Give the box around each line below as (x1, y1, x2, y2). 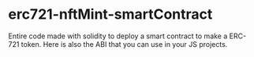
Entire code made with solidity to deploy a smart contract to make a (8, 31, 228, 41)
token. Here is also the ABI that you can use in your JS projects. (21, 39, 228, 48)
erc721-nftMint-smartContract (8, 5, 213, 23)
